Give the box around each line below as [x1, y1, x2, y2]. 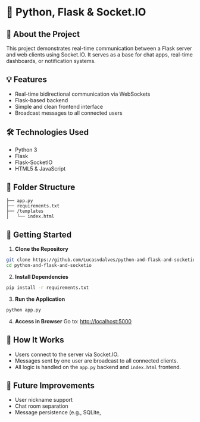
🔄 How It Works [6, 335, 64, 345]
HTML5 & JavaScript [14, 165, 66, 172]
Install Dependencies [14, 273, 68, 280]
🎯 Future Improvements [6, 380, 95, 390]
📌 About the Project [6, 29, 80, 39]
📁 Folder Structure [6, 182, 76, 193]
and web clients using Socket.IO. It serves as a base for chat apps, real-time [6, 51, 193, 58]
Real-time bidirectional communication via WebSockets [14, 90, 151, 97]
